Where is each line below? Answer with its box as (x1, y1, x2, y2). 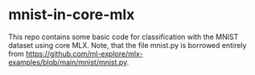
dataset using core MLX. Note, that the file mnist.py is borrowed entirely (8, 40, 247, 49)
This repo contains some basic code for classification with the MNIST (8, 32, 239, 41)
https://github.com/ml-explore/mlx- (25, 49, 143, 58)
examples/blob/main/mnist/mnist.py (8, 57, 127, 67)
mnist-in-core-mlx (8, 6, 135, 24)
